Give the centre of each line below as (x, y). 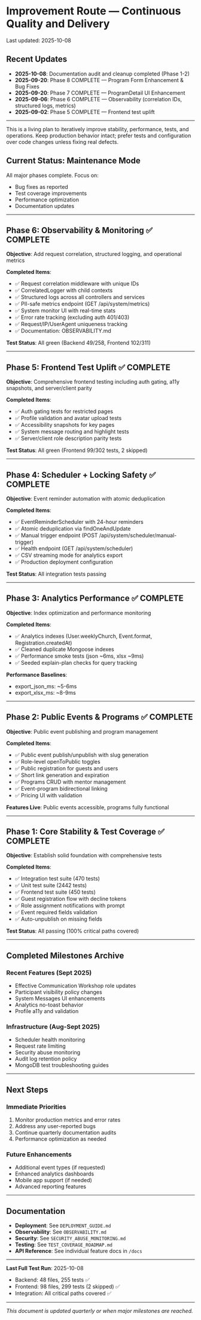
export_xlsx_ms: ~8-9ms (45, 692)
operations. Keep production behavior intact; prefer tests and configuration (99, 135)
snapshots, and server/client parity (49, 388)
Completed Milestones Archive (65, 955)
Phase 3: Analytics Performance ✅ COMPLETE (95, 599)
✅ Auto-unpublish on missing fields (59, 919)
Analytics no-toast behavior (49, 1005)
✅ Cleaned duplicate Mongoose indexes (65, 649)
